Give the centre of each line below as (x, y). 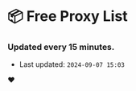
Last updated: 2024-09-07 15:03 (72, 64)
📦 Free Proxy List (68, 17)
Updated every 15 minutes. (61, 48)
